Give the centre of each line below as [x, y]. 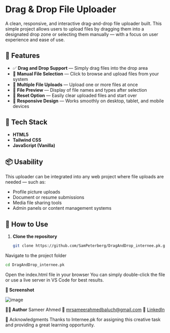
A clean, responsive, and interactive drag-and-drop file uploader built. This [83, 23]
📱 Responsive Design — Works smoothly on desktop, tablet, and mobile [88, 101]
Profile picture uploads [36, 192]
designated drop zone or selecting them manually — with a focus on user [82, 34]
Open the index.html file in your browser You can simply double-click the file [85, 274]
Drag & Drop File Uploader [61, 9]
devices [21, 106]
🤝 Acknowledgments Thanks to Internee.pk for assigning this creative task [83, 319]
